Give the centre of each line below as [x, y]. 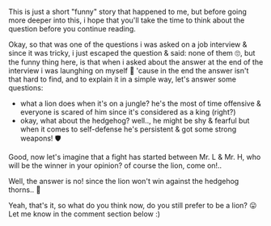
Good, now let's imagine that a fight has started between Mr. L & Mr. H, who [135, 157]
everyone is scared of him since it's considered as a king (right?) [128, 112]
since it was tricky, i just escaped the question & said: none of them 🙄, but [132, 53]
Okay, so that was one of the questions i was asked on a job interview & [128, 44]
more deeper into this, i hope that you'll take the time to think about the [127, 20]
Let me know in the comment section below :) [84, 214]
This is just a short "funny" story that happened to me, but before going [127, 12]
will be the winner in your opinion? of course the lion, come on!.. [115, 165]
